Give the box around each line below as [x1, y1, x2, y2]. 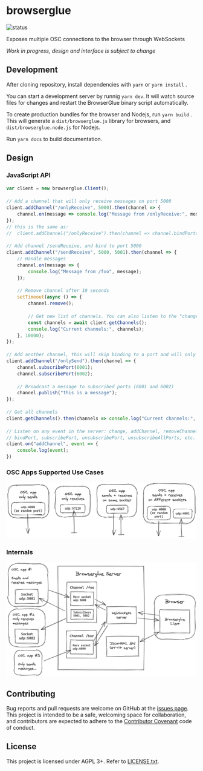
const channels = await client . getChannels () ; [28, 319, 147, 326]
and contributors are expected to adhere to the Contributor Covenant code [6, 717, 192, 724]
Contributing [6, 689, 56, 699]
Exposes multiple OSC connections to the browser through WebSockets [6, 35, 185, 42]
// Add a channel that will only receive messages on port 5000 [6, 198, 172, 205]
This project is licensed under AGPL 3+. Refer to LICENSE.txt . [6, 758, 159, 765]
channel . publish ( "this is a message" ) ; [17, 390, 118, 396]
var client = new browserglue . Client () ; [6, 185, 110, 191]
